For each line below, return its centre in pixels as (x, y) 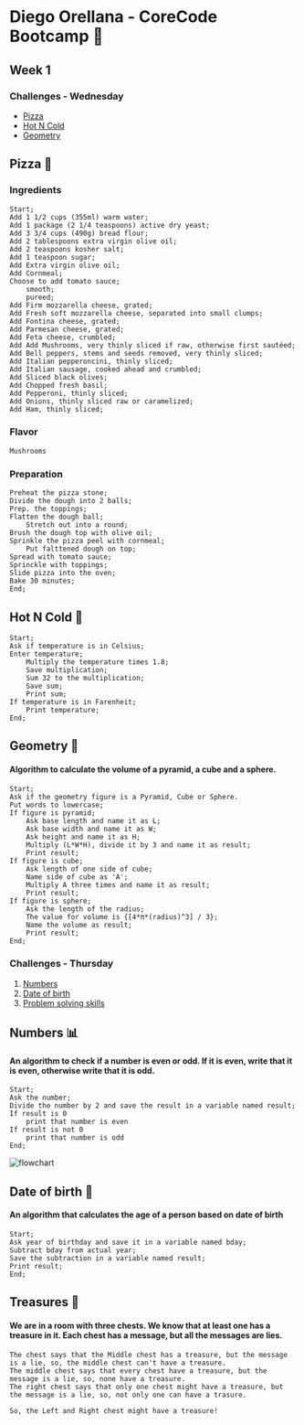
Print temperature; (63, 710)
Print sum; (47, 694)
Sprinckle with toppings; (58, 565)
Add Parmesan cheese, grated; (67, 329)
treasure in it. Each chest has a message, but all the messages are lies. (146, 1335)
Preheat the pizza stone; (58, 493)
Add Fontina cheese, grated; (65, 321)
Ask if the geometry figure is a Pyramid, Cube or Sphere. (124, 797)
